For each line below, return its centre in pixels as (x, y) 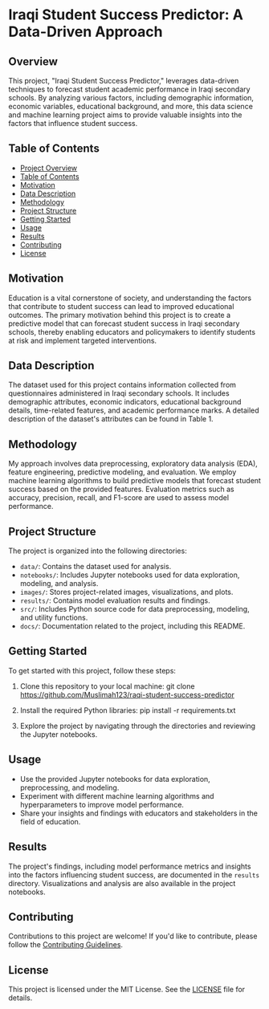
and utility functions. (54, 618)
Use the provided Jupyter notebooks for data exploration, (115, 779)
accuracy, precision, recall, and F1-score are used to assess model (119, 498)
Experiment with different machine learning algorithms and (117, 795)
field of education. (50, 821)
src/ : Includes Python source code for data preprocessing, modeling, (135, 609)
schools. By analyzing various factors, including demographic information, (131, 98)
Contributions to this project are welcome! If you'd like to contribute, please (133, 936)
